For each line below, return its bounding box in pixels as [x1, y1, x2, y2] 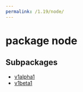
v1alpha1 [14, 73, 35, 80]
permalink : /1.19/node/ [5, 8, 65, 15]
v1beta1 [14, 79, 33, 86]
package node [5, 34, 78, 47]
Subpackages [5, 57, 58, 68]
